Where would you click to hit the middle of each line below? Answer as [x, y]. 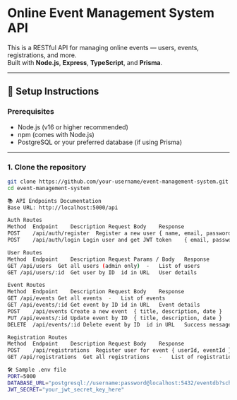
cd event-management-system [49, 188]
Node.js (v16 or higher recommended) [73, 127]
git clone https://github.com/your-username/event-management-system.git [118, 182]
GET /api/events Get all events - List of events [86, 298]
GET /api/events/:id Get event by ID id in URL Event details [104, 305]
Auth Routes [25, 220]
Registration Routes [38, 337]
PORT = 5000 [22, 376]
